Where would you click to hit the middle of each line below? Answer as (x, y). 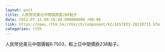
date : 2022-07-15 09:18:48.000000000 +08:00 (53, 19)
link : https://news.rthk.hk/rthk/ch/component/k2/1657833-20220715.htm (82, 24)
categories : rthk (24, 29)
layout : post (19, 10)
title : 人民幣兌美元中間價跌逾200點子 (41, 15)
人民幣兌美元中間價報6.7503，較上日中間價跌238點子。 (63, 44)
